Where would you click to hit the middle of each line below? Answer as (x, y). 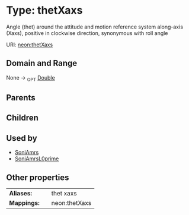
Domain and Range (42, 63)
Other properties (38, 177)
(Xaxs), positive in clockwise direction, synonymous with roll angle (87, 33)
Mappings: (25, 203)
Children (22, 118)
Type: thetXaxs (44, 10)
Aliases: (21, 193)
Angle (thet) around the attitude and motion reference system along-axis (95, 27)
